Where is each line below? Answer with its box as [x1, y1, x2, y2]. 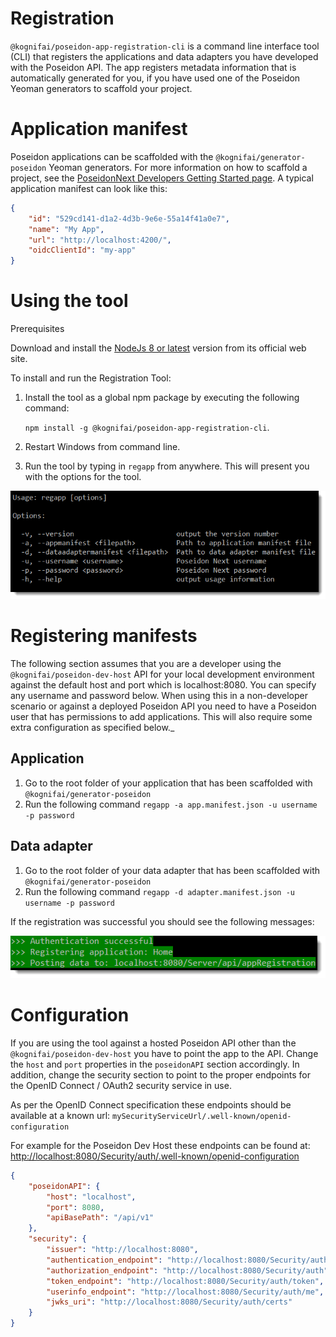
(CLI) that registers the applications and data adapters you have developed [10, 50, 319, 62]
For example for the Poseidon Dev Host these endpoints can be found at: [10, 1139, 311, 1151]
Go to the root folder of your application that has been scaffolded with [24, 777, 313, 789]
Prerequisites [10, 323, 65, 335]
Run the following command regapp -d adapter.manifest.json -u [24, 885, 295, 897]
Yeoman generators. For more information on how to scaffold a [48, 161, 308, 173]
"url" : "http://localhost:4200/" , [28, 235, 172, 245]
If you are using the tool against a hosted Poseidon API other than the [10, 1037, 297, 1049]
